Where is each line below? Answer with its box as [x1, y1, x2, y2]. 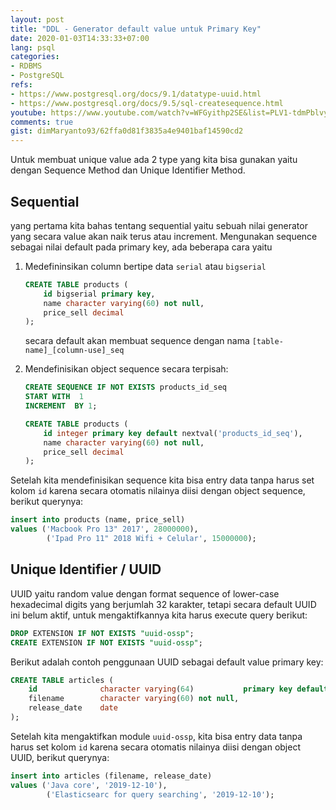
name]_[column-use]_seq [24, 346, 125, 356]
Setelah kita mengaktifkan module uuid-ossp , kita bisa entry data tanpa [10, 730, 303, 742]
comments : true [10, 117, 74, 127]
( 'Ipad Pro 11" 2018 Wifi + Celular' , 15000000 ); [46, 534, 257, 544]
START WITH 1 [24, 392, 84, 402]
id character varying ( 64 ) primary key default [28, 684, 329, 695]
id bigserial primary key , [43, 289, 156, 299]
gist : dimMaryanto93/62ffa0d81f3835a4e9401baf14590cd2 [10, 126, 244, 136]
